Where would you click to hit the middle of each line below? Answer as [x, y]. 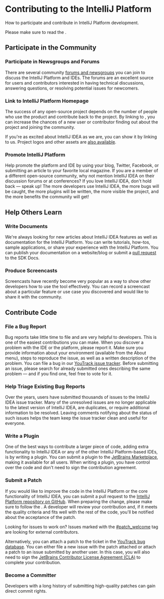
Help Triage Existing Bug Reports [45, 386]
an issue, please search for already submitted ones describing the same [78, 368]
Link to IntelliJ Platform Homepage [47, 101]
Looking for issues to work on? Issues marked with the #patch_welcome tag [82, 527]
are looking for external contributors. [42, 532]
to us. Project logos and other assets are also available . [61, 142]
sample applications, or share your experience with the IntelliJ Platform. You [82, 247]
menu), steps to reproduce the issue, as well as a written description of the [81, 358]
